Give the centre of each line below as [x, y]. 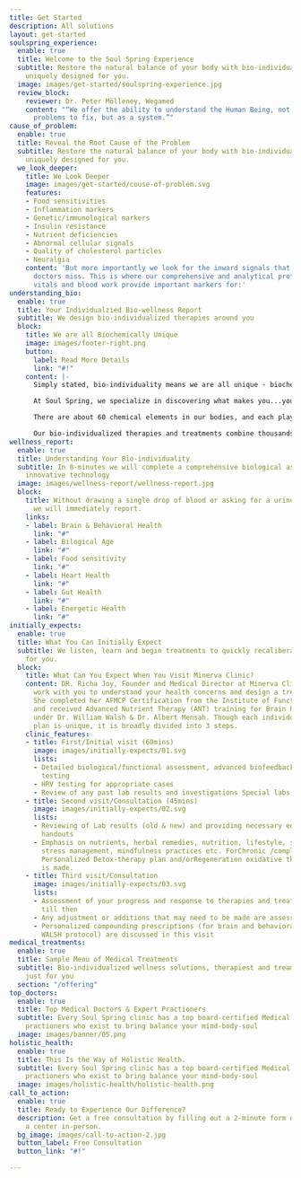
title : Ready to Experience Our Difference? [102, 1110]
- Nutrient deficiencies [72, 234]
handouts [58, 834]
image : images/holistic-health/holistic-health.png [116, 1085]
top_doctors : [34, 993]
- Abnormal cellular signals [80, 243]
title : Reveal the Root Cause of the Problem [104, 143]
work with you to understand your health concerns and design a [155, 692]
